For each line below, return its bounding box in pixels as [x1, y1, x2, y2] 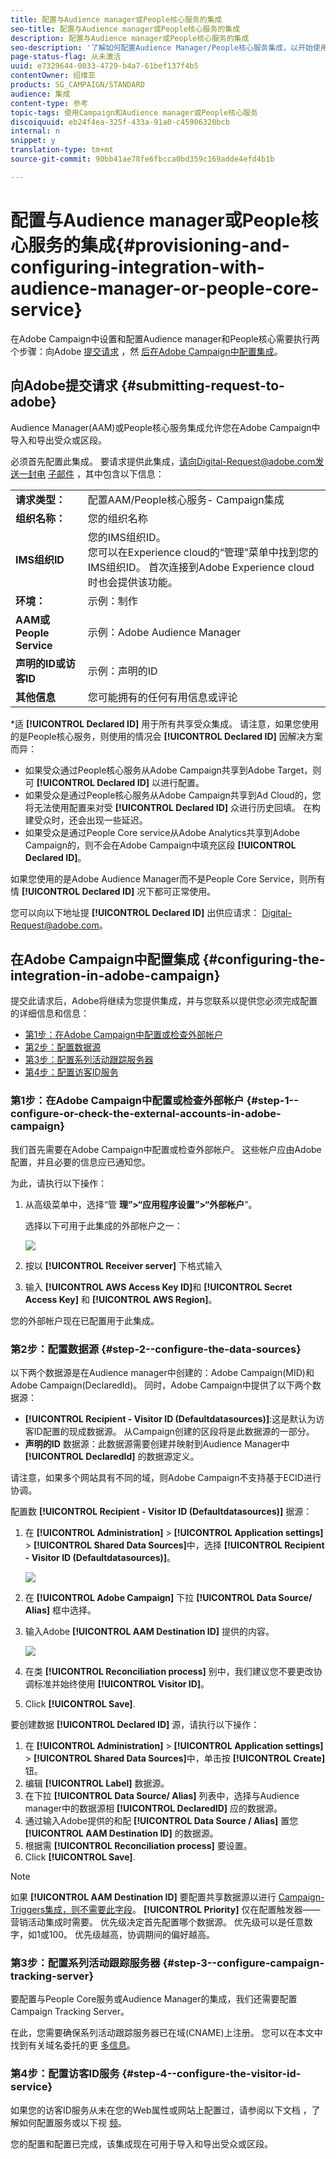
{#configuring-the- [202, 951, 326, 968]
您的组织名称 [87, 511, 148, 525]
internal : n [10, 126, 60, 136]
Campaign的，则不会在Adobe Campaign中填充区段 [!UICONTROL [24, 839, 297, 851]
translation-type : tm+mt [10, 145, 114, 155]
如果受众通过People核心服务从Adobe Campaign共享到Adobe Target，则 [24, 764, 322, 776]
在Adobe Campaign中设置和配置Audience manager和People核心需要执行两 [10, 332, 320, 345]
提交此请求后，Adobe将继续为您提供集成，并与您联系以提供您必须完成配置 [10, 995, 318, 1007]
